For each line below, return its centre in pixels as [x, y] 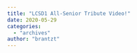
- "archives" [32, 33]
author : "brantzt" [33, 39]
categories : [24, 26]
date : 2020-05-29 [32, 20]
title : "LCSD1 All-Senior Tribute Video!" [69, 13]
